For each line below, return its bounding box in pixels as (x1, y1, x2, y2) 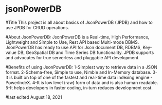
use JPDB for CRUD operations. (5, 24, 70, 30)
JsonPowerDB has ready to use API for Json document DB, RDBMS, (5, 44, 142, 50)
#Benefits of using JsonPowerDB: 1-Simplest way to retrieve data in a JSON (5, 64, 158, 70)
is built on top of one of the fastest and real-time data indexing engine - (9, 74, 153, 80)
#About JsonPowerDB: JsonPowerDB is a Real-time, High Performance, (5, 34, 150, 40)
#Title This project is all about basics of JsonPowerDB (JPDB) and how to (5, 19, 153, 25)
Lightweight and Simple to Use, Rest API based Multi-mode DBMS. (5, 39, 139, 45)
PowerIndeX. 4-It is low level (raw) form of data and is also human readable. (5, 79, 158, 86)
